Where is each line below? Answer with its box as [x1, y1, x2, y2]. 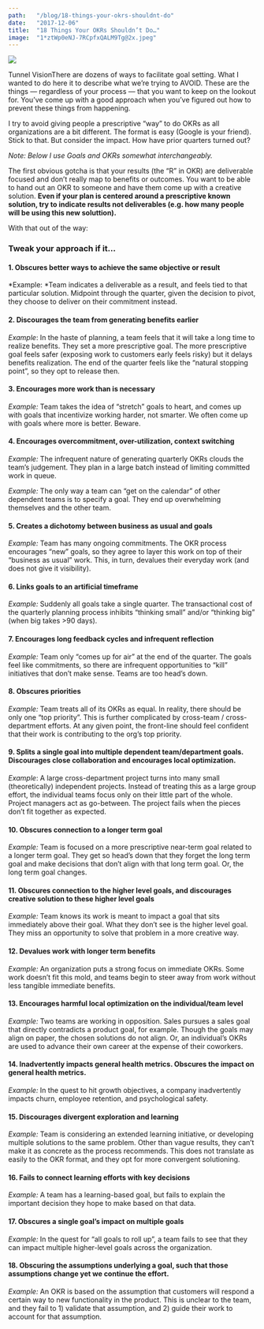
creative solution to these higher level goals [8, 893, 155, 904]
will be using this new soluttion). [8, 208, 117, 218]
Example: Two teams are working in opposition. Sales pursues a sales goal [8, 1016, 251, 1026]
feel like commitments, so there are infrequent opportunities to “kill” [8, 660, 229, 669]
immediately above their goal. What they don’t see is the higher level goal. [8, 920, 248, 930]
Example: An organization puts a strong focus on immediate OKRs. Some [8, 964, 244, 973]
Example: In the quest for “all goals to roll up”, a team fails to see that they [8, 1234, 248, 1244]
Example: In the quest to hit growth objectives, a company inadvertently [8, 1086, 242, 1095]
